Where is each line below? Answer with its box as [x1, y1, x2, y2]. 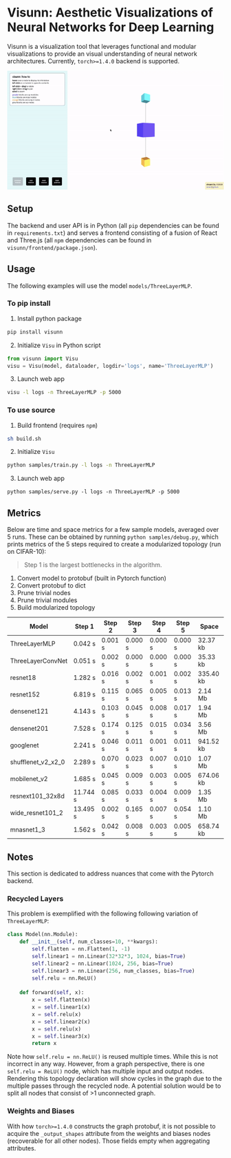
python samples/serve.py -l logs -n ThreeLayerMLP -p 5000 [7, 488, 180, 495]
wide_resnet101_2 [10, 808, 63, 817]
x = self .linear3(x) [32, 1033, 91, 1040]
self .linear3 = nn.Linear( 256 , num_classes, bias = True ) [32, 967, 195, 974]
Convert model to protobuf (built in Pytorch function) [16, 574, 167, 583]
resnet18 [10, 673, 36, 681]
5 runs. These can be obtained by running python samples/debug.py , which [7, 533, 219, 541]
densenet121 [10, 707, 49, 716]
